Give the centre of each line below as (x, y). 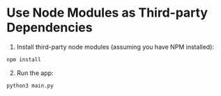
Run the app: (35, 73)
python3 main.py (30, 86)
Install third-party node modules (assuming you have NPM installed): (115, 47)
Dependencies (49, 27)
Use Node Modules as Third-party (107, 13)
